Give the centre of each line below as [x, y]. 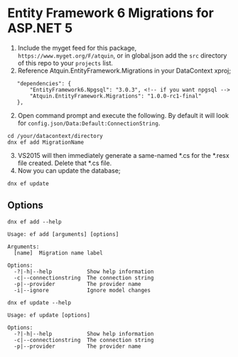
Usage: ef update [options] [49, 315]
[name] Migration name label [58, 253]
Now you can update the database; [69, 170]
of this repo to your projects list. [65, 63]
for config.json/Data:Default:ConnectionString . [89, 123]
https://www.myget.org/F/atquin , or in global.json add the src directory [122, 55]
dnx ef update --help [39, 303]
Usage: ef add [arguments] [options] [63, 234]
